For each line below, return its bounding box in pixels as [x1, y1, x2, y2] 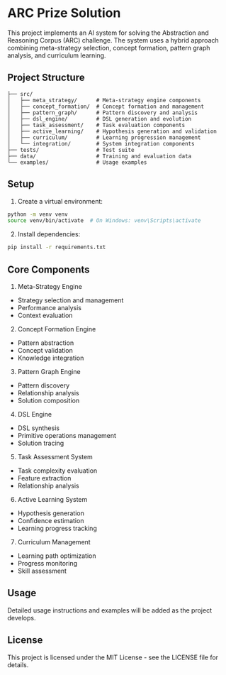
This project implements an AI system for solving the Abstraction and [7, 28, 209, 37]
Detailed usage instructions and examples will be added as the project [7, 605, 213, 615]
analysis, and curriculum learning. [7, 51, 106, 60]
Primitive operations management [17, 432, 117, 439]
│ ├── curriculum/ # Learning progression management [7, 133, 201, 141]
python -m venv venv [7, 211, 69, 218]
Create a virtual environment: [17, 197, 103, 205]
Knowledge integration [17, 353, 84, 362]
